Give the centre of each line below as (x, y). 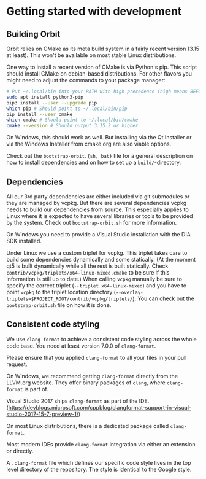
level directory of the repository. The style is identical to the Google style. (99, 469)
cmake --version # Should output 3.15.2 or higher (72, 126)
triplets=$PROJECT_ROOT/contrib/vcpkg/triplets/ (70, 299)
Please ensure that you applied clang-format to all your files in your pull (97, 357)
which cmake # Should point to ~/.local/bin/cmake (72, 120)
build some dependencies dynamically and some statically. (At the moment (101, 259)
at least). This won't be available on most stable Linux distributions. (91, 55)
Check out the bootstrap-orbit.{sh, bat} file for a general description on (100, 156)
